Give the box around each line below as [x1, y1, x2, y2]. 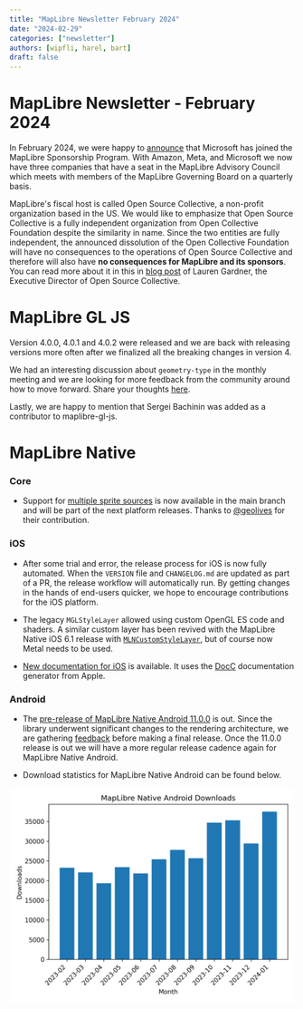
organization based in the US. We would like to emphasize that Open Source [9, 209, 294, 219]
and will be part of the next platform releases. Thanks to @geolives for [22, 505, 286, 516]
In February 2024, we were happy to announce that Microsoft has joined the [9, 142, 293, 153]
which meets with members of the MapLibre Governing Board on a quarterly [9, 171, 294, 182]
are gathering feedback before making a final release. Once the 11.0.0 [22, 732, 282, 743]
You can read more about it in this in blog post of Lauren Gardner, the [9, 266, 268, 277]
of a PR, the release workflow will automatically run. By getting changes [22, 577, 290, 588]
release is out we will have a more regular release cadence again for [22, 742, 278, 753]
